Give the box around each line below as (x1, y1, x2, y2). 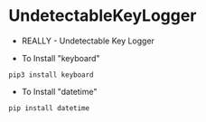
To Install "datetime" (21, 86, 98, 97)
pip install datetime (8, 103, 90, 113)
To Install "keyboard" (21, 52, 100, 63)
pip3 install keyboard (8, 70, 94, 80)
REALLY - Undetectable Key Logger (21, 35, 155, 46)
